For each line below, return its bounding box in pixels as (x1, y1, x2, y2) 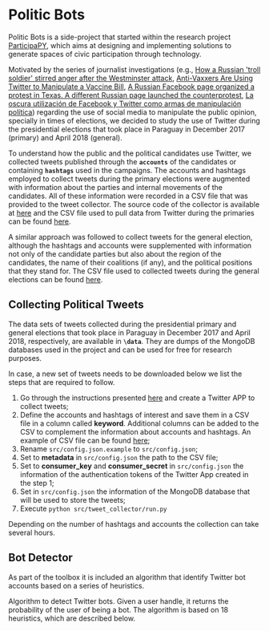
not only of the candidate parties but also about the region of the (8, 249, 222, 258)
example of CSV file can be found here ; (19, 435, 151, 445)
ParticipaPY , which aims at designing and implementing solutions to (8, 40, 232, 50)
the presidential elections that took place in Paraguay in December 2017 (8, 124, 246, 134)
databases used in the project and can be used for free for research (8, 345, 232, 354)
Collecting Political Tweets (8, 298, 144, 312)
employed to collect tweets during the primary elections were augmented (8, 174, 251, 184)
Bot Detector (8, 551, 74, 564)
